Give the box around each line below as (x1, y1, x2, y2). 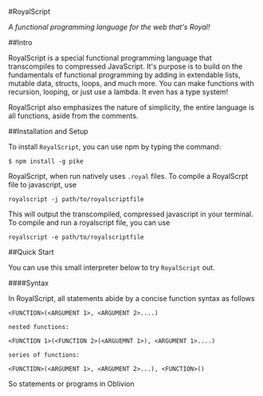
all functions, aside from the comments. (8, 111, 139, 121)
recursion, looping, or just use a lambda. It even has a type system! (8, 87, 229, 97)
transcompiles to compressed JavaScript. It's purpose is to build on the (8, 61, 243, 71)
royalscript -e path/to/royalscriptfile (8, 233, 145, 241)
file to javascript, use (8, 180, 77, 189)
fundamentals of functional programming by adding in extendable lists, (8, 70, 241, 79)
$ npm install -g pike (8, 157, 84, 165)
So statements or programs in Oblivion (8, 379, 135, 388)
